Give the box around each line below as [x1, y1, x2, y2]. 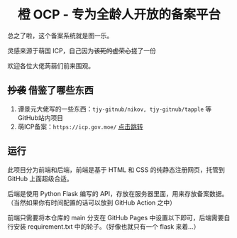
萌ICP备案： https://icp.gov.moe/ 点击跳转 [17, 122, 143, 131]
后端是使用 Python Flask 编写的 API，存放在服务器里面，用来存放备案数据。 [7, 189, 228, 198]
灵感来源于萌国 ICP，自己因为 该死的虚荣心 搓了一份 [7, 46, 156, 55]
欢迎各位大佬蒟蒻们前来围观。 [7, 61, 94, 70]
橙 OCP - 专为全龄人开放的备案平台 [17, 6, 221, 23]
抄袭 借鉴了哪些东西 [7, 85, 94, 97]
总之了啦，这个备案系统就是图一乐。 [7, 31, 114, 40]
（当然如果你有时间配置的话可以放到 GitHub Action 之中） [7, 198, 176, 207]
